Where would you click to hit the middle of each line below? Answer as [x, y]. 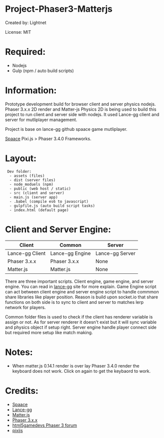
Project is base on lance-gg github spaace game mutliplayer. [66, 129]
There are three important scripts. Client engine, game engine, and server [79, 281]
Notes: [19, 352]
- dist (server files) [33, 180]
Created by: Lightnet [26, 23]
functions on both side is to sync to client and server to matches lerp [74, 302]
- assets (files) [27, 176]
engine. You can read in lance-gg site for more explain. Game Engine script [81, 286]
